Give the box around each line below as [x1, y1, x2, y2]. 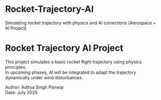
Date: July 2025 [5, 89, 38, 95]
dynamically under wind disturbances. [5, 74, 83, 80]
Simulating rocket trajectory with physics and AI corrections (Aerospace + [5, 20, 156, 26]
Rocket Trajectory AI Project [5, 43, 123, 54]
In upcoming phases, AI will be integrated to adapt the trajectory [5, 69, 136, 75]
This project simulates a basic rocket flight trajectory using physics [5, 58, 142, 65]
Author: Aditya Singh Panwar [5, 84, 64, 90]
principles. [5, 64, 27, 70]
